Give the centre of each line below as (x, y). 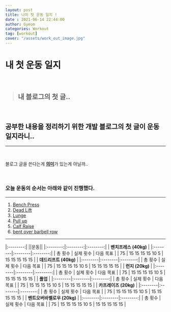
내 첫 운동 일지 (33, 65)
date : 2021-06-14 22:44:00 (35, 19)
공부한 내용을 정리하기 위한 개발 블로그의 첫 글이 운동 (82, 127)
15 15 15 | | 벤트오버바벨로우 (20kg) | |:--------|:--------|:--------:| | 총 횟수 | (83, 298)
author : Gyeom (20, 24)
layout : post (19, 10)
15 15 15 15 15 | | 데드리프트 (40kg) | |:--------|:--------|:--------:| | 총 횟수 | (83, 260)
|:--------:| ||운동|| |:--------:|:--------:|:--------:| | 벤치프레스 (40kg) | (78, 247)
